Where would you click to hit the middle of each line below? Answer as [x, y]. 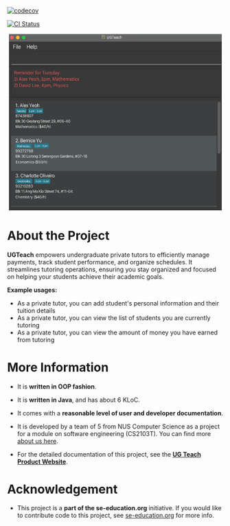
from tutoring [36, 339]
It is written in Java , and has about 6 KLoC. [79, 400]
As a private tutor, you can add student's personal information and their [118, 303]
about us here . [37, 441]
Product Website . [43, 461]
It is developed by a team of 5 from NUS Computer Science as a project [118, 426]
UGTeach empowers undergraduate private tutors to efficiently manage [108, 255]
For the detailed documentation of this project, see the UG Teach [109, 454]
